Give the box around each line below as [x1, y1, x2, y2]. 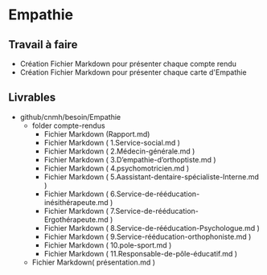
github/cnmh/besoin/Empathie [19, 112, 121, 121]
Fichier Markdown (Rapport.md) [43, 129, 150, 138]
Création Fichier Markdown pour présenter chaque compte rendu [19, 59, 237, 68]
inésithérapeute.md [43, 197, 109, 207]
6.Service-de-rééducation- [109, 189, 200, 199]
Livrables [8, 91, 56, 105]
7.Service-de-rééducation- [109, 206, 199, 215]
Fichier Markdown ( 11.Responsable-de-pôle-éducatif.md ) [43, 248, 238, 258]
